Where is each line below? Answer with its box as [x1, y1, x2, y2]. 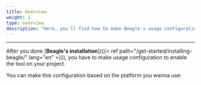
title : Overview [6, 8, 47, 15]
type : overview [6, 20, 44, 26]
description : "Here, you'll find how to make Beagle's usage [6, 25, 162, 32]
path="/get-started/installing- [119, 47, 193, 54]
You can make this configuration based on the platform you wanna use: [6, 72, 182, 79]
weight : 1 [6, 14, 31, 20]
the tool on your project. [6, 60, 66, 68]
